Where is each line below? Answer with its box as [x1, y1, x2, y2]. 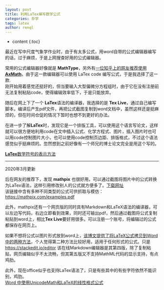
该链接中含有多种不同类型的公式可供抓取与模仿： [5, 189, 103, 194]
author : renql [5, 25, 34, 30]
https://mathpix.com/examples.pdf [5, 194, 75, 200]
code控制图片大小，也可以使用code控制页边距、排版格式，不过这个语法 [13, 135, 158, 140]
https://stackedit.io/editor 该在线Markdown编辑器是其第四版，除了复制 [5, 245, 147, 251]
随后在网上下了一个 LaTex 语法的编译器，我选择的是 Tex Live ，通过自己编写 [5, 100, 157, 106]
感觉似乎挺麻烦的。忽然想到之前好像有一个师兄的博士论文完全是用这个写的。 [5, 141, 159, 147]
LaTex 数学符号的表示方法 [5, 151, 56, 157]
